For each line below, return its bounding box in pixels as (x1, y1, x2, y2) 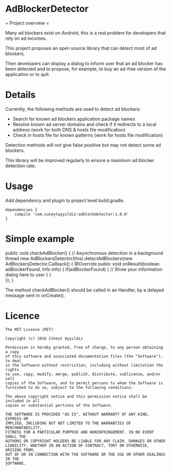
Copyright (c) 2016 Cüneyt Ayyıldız (5, 336, 83, 341)
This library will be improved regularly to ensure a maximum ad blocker (5, 157, 155, 163)
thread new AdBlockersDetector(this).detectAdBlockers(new (5, 255, 133, 261)
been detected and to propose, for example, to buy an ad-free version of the (5, 66, 166, 72)
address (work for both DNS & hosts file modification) (12, 126, 126, 133)
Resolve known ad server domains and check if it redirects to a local (12, 121, 157, 127)
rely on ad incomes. (5, 35, 47, 41)
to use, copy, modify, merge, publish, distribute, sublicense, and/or (5, 372, 161, 377)
